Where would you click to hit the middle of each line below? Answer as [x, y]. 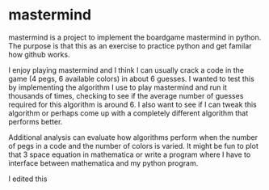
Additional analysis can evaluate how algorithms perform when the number [133, 137]
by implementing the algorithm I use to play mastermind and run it [118, 87]
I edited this [28, 179]
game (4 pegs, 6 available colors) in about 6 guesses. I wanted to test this [131, 78]
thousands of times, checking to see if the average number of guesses [126, 95]
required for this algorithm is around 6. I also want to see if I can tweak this [132, 104]
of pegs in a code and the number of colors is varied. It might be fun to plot [133, 146]
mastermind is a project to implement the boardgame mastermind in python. [135, 37]
